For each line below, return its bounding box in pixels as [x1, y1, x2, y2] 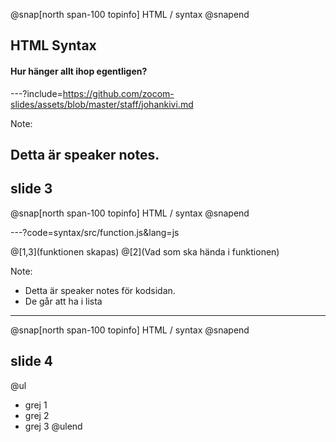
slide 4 [10, 353, 54, 370]
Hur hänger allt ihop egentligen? [10, 65, 148, 77]
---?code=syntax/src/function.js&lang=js [10, 226, 180, 238]
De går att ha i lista [24, 295, 103, 307]
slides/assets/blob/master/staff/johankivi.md [10, 98, 194, 110]
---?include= [10, 87, 63, 99]
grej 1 [24, 399, 48, 411]
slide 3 [10, 180, 53, 198]
